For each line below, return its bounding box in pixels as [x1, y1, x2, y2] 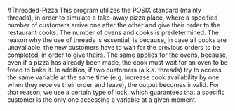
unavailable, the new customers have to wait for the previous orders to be [7, 44, 220, 51]
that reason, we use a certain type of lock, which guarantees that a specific [7, 88, 226, 96]
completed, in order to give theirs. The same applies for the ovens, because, [7, 51, 228, 59]
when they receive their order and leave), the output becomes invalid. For [7, 81, 220, 89]
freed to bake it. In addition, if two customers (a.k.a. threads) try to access [7, 66, 222, 74]
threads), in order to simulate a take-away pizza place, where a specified [7, 13, 218, 22]
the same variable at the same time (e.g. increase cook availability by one [7, 73, 220, 81]
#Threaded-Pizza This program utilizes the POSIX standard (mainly [7, 6, 201, 14]
